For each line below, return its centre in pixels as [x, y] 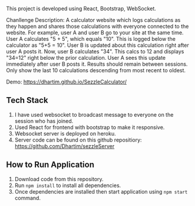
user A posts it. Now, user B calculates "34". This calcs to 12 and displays [95, 51]
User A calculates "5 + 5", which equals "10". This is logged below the [91, 39]
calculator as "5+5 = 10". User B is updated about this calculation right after [98, 45]
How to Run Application [50, 165]
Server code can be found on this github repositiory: [78, 140]
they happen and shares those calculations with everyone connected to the [97, 26]
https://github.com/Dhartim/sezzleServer [65, 146]
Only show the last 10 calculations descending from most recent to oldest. [96, 70]
